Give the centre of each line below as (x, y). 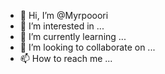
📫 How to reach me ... (66, 58)
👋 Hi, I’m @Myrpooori (64, 15)
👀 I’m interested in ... (62, 26)
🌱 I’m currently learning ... (73, 36)
